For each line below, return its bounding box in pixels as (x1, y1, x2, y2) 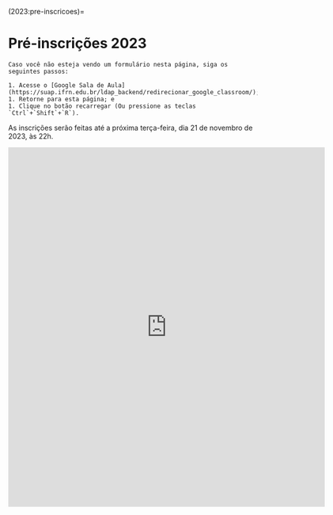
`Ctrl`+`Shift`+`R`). (8, 109, 80, 117)
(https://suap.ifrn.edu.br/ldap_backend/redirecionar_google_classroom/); (8, 88, 260, 96)
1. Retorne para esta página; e (8, 95, 115, 103)
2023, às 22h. (8, 131, 54, 141)
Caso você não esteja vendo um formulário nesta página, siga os (8, 60, 228, 68)
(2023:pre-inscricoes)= (8, 7, 85, 16)
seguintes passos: (8, 67, 69, 75)
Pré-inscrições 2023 (8, 35, 147, 52)
